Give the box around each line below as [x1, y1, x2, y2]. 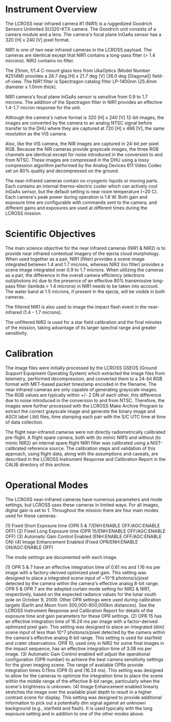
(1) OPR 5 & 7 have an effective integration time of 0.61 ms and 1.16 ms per [5, 564, 161, 570]
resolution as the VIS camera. [5, 130, 67, 136]
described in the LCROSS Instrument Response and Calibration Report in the [5, 456, 166, 462]
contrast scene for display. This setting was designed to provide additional [5, 694, 162, 701]
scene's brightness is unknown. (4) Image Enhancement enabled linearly [5, 683, 159, 689]
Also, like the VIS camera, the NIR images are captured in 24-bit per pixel [5, 141, 159, 147]
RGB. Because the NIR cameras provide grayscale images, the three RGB [5, 146, 159, 152]
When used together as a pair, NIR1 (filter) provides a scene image [5, 255, 145, 262]
